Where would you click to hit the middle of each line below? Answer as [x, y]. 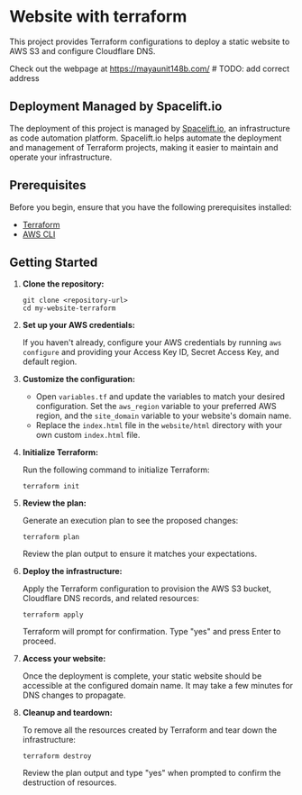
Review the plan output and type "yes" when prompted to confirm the [151, 773]
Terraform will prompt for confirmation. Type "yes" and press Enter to [151, 632]
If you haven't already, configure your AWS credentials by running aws [152, 343]
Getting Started [54, 262]
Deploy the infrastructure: [73, 571]
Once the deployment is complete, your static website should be [142, 676]
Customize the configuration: [78, 379]
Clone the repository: [63, 284]
